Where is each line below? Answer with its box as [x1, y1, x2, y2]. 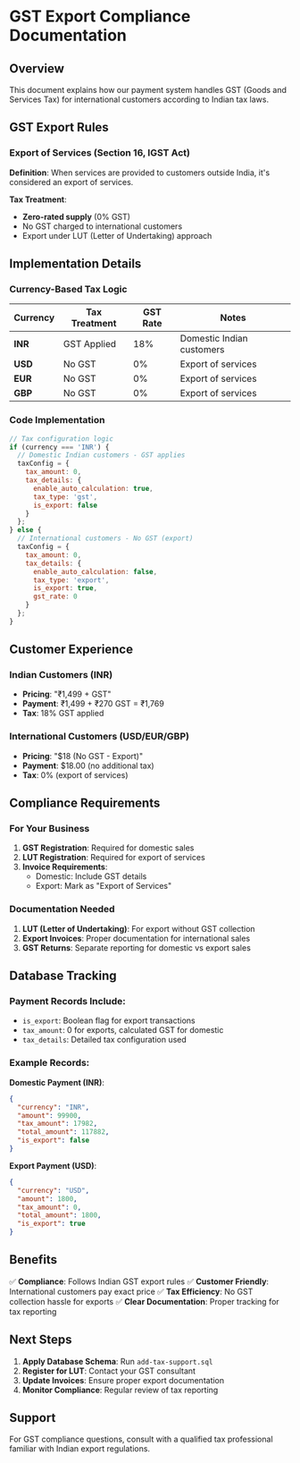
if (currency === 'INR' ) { [9, 443, 110, 452]
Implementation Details [9, 257, 142, 272]
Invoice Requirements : [21, 861, 108, 873]
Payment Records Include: [9, 995, 127, 1008]
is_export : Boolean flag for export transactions [21, 1015, 196, 1026]
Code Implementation [9, 414, 105, 427]
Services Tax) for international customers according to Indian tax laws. [9, 94, 270, 105]
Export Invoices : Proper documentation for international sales [21, 933, 251, 943]
